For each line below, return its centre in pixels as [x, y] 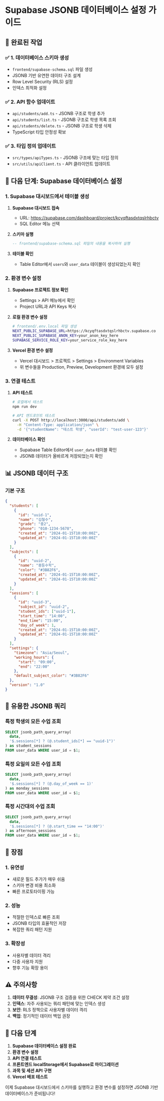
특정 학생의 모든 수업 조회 [33, 721]
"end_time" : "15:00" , [40, 621]
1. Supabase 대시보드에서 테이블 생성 [47, 196]
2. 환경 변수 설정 [23, 278]
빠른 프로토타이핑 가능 [33, 891]
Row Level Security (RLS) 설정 [42, 82]
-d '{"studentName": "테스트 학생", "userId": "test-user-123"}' [83, 429]
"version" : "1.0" [27, 685]
